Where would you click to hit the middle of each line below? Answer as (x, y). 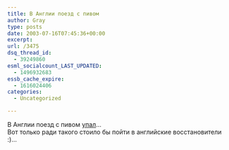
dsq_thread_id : (30, 53)
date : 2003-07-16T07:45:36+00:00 (56, 33)
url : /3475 (23, 46)
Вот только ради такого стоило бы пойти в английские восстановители (114, 132)
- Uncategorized (37, 99)
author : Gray (26, 20)
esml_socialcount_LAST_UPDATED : (55, 66)
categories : (25, 92)
